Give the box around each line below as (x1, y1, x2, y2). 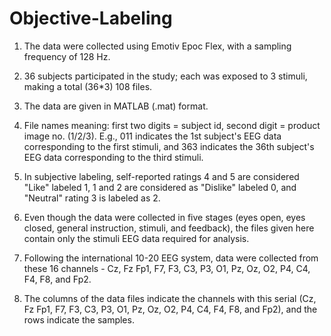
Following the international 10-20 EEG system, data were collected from (23, 252, 319, 264)
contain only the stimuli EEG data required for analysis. (23, 232, 250, 244)
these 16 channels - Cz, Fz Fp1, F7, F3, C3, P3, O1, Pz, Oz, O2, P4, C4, (23, 262, 311, 274)
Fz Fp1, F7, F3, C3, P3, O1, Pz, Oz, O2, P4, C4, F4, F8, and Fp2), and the (23, 303, 318, 315)
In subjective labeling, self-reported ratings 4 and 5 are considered (23, 170, 300, 182)
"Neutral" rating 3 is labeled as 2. (23, 192, 161, 204)
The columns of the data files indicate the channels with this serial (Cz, (23, 292, 317, 304)
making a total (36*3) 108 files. (23, 80, 153, 92)
